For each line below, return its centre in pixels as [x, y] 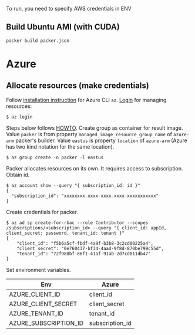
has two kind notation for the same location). [60, 146]
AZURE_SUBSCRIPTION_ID [46, 323]
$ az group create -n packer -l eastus [55, 157]
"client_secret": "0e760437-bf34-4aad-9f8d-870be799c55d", [90, 248]
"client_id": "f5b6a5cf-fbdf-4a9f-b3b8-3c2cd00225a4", [85, 243]
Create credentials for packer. [42, 212]
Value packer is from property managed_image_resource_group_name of [89, 134]
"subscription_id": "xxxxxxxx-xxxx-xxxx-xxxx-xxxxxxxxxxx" [85, 196]
